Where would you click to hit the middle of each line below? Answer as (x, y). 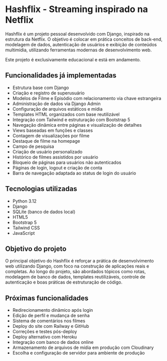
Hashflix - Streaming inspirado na (76, 9)
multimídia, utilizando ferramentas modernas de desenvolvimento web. (78, 50)
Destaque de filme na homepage (46, 141)
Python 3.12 (24, 201)
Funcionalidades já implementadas (61, 76)
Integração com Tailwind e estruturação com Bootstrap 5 (71, 120)
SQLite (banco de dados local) (44, 212)
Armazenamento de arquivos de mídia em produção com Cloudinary (83, 347)
